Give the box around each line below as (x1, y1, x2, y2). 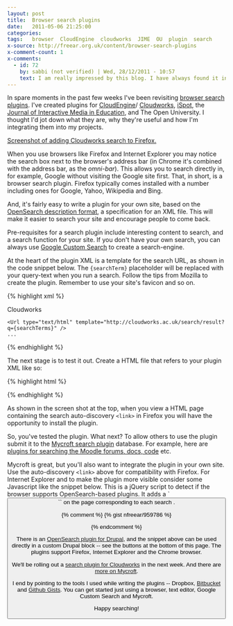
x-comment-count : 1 (7, 49, 64, 56)
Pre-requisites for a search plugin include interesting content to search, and (7, 228, 224, 236)
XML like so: (7, 364, 43, 372)
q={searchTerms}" (7, 325, 58, 332)
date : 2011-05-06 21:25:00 (7, 23, 92, 30)
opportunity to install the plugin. (7, 419, 98, 427)
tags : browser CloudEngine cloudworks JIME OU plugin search (7, 36, 213, 43)
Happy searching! (94, 605, 139, 612)
